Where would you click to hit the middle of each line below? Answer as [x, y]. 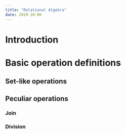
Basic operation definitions [63, 62]
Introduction [32, 40]
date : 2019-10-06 [24, 15]
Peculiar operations [37, 98]
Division [16, 126]
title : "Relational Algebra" [36, 10]
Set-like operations [36, 81]
